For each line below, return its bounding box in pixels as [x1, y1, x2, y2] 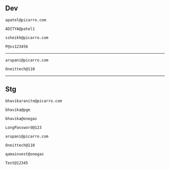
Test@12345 [5, 160, 28, 165]
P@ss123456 [5, 44, 28, 49]
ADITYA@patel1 [5, 26, 35, 31]
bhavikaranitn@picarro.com [5, 98, 62, 103]
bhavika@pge [5, 107, 30, 112]
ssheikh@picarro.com [5, 35, 49, 40]
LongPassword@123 [5, 125, 42, 130]
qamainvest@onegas [5, 151, 44, 156]
